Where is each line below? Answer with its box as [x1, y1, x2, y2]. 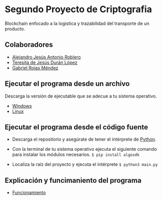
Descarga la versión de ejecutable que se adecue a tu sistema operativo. [5, 93, 157, 99]
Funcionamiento [12, 189, 46, 196]
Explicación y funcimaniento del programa [5, 176, 142, 185]
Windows [12, 103, 32, 109]
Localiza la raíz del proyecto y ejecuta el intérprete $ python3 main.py [12, 161, 158, 168]
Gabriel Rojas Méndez [12, 64, 59, 71]
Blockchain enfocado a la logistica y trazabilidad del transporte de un [5, 20, 150, 26]
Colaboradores [5, 41, 53, 49]
